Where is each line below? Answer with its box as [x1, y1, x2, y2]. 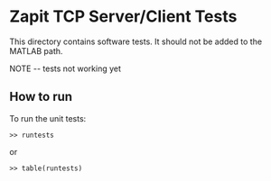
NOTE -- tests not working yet [9, 63, 122, 74]
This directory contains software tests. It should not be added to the [9, 36, 263, 47]
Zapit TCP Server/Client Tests [9, 6, 238, 27]
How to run [9, 89, 73, 104]
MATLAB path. [9, 45, 63, 56]
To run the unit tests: [9, 113, 87, 123]
